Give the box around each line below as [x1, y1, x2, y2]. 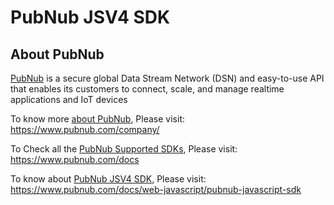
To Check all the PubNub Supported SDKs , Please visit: [10, 143, 238, 155]
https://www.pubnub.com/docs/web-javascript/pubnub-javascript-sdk [10, 184, 302, 195]
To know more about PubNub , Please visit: [10, 113, 185, 125]
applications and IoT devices [10, 94, 128, 105]
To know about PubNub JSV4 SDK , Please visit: [10, 173, 207, 185]
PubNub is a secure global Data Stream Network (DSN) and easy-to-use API [10, 72, 325, 84]
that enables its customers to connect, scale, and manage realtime [10, 83, 285, 95]
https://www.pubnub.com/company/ [10, 124, 160, 135]
